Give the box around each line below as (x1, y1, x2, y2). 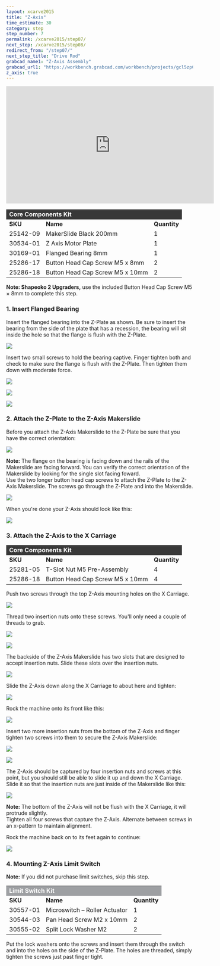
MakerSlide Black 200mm (46, 230, 118, 238)
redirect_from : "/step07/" (6, 48, 73, 54)
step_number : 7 (6, 31, 44, 37)
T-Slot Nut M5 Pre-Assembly (46, 565, 129, 574)
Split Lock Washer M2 (46, 926, 107, 934)
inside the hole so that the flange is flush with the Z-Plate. (6, 331, 147, 338)
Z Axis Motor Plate (46, 239, 97, 248)
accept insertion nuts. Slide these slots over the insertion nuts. (6, 659, 159, 667)
